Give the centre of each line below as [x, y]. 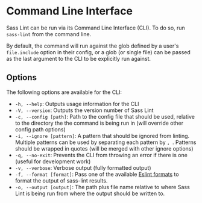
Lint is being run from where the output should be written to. [90, 193]
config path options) [40, 129]
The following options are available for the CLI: [64, 92]
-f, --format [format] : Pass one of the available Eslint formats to [97, 174]
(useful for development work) [53, 161]
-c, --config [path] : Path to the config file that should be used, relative [105, 116]
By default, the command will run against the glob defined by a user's [93, 46]
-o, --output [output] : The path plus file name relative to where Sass [102, 187]
